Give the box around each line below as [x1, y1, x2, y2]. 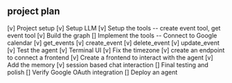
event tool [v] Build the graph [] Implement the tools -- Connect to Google [7, 31, 217, 39]
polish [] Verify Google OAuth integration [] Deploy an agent [7, 68, 178, 76]
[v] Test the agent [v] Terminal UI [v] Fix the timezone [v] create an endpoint [7, 46, 225, 54]
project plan [7, 6, 60, 17]
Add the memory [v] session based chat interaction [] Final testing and [7, 60, 209, 68]
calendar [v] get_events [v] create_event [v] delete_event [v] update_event [7, 38, 220, 47]
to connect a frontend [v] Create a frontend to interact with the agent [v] [7, 53, 213, 62]
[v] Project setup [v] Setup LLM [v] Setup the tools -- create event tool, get [7, 24, 221, 32]
